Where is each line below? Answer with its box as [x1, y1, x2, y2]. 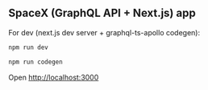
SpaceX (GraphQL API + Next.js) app [8, 6, 196, 20]
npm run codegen [8, 58, 63, 66]
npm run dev [8, 43, 48, 51]
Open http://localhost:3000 [8, 72, 99, 82]
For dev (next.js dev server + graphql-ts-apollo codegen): [8, 27, 200, 37]
